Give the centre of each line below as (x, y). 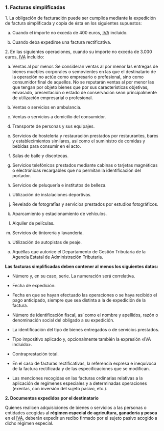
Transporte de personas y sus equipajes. (53, 126)
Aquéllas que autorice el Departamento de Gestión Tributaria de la (79, 252)
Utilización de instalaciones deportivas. (52, 195)
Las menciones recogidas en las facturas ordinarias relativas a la (77, 378)
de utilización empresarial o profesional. (52, 98)
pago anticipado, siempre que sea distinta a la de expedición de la (79, 300)
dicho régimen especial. (29, 423)
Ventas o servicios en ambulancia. (47, 108)
